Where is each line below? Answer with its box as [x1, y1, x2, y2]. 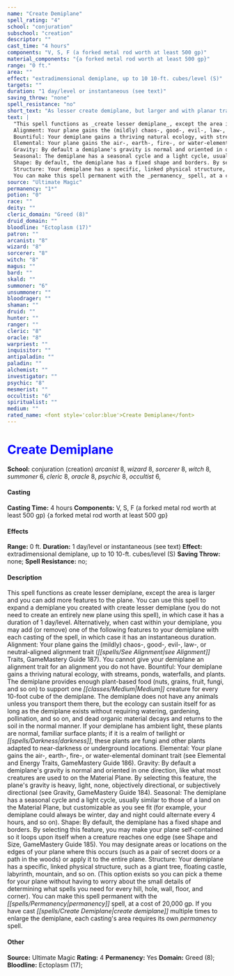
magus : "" [7, 263, 36, 270]
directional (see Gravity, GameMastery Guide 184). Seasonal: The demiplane [7, 789, 226, 797]
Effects [7, 527, 29, 535]
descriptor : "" [7, 36, 52, 43]
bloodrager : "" [7, 295, 52, 302]
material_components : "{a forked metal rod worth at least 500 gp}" [7, 56, 210, 63]
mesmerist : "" [7, 386, 49, 393]
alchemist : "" [7, 366, 49, 373]
